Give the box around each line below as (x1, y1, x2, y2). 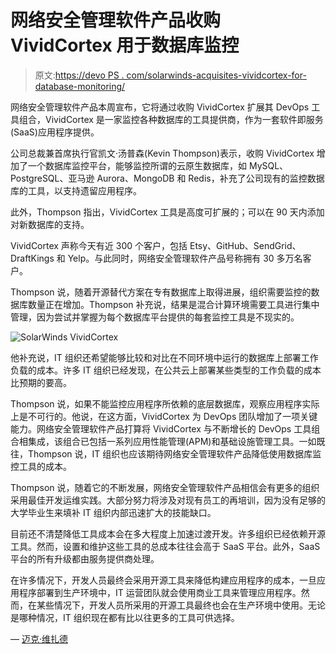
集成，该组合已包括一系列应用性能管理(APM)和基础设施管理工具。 (27, 435, 300, 447)
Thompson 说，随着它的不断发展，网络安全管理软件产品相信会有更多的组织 (10, 481, 320, 493)
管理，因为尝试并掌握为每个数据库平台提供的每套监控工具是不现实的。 (10, 311, 300, 323)
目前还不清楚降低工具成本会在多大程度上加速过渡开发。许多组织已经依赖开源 (10, 527, 326, 540)
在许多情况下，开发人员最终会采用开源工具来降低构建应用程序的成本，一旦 (10, 574, 317, 586)
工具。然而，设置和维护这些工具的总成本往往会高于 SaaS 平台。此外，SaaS (10, 540, 321, 552)
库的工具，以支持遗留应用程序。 (10, 184, 142, 196)
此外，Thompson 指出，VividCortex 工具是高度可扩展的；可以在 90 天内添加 (10, 206, 325, 218)
